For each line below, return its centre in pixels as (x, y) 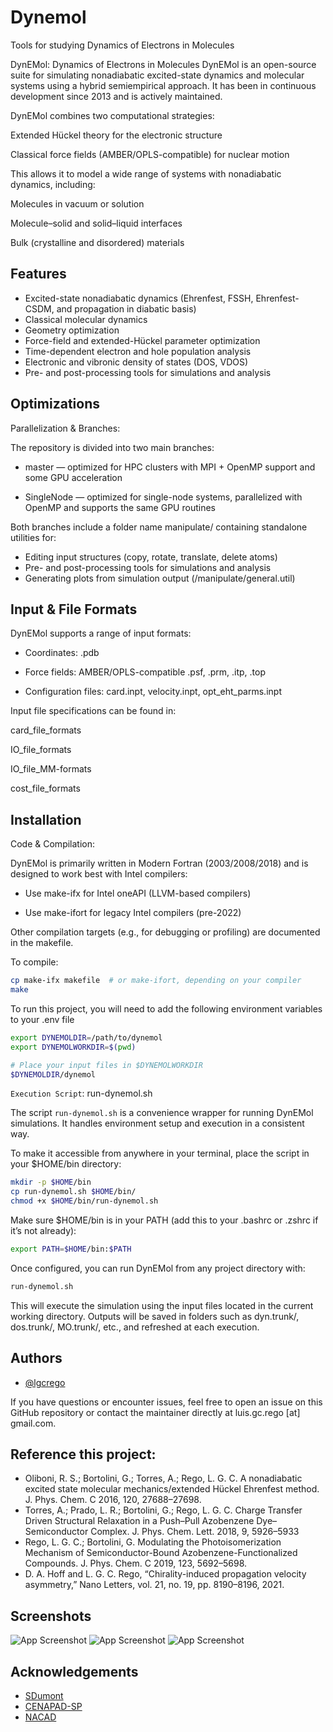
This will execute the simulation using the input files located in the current (162, 1305)
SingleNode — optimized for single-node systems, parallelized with (163, 497)
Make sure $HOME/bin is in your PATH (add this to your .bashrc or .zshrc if (164, 1220)
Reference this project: (83, 1454)
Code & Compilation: (53, 844)
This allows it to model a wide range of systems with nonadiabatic (146, 173)
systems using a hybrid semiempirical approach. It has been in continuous (163, 85)
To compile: (34, 962)
